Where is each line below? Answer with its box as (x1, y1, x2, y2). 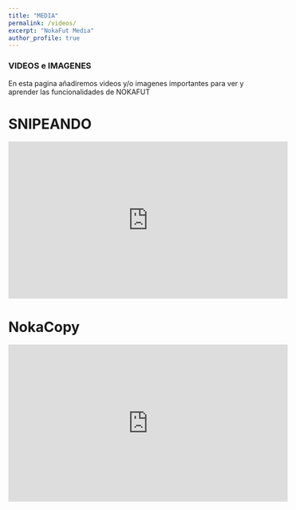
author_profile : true (8, 34, 81, 42)
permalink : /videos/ (8, 19, 77, 27)
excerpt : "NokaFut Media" (8, 26, 94, 34)
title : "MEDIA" (8, 11, 59, 20)
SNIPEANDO (8, 115, 92, 132)
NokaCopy (8, 318, 80, 336)
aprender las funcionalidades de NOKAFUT (8, 87, 151, 97)
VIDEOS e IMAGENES (8, 61, 92, 72)
